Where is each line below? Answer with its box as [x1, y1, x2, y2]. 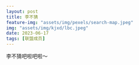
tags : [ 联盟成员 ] [6, 36, 46, 42]
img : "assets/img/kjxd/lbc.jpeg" [6, 25, 89, 31]
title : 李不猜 [6, 14, 38, 20]
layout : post [6, 8, 38, 15]
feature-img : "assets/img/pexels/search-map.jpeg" [6, 19, 134, 25]
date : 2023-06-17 [6, 30, 49, 36]
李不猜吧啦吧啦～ [6, 53, 48, 59]
